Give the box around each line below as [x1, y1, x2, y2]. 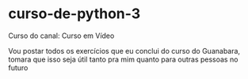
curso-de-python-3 [8, 5, 141, 23]
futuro [8, 62, 29, 72]
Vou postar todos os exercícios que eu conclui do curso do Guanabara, [8, 46, 240, 55]
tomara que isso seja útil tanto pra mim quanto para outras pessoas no [8, 55, 238, 64]
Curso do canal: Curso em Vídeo [8, 31, 115, 40]
